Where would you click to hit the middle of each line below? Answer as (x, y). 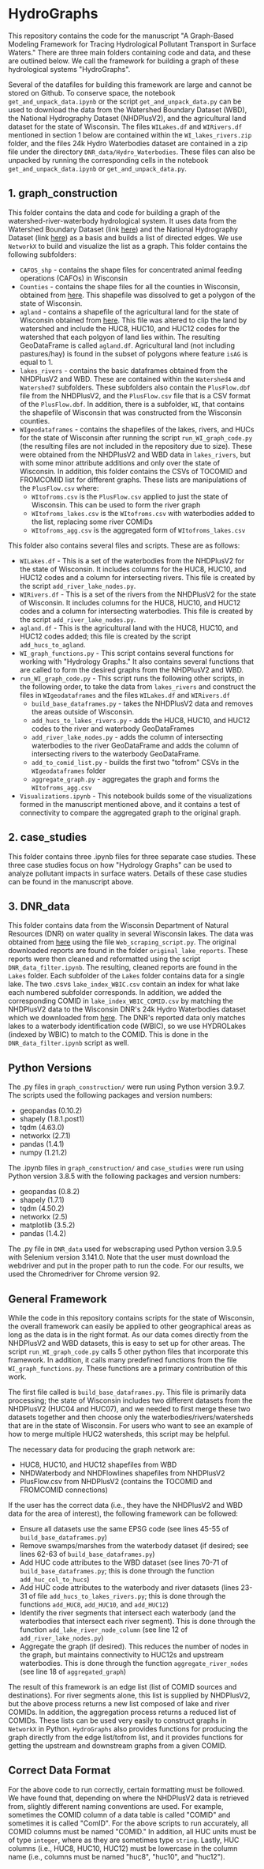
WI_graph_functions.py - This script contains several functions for (126, 653)
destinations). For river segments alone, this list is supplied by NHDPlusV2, (129, 1695)
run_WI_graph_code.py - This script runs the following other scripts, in (132, 678)
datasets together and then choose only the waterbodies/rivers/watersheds (131, 1417)
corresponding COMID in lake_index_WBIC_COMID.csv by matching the (121, 1001)
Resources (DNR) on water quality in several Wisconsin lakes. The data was (131, 934)
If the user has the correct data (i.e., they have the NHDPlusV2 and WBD (125, 1505)
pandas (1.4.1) (42, 1144)
